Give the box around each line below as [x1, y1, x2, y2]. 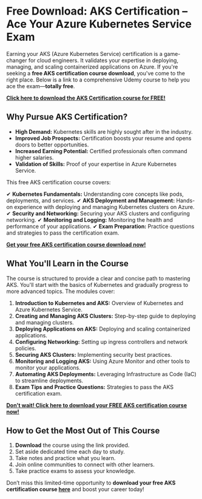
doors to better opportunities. [15, 141, 89, 148]
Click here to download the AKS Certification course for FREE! [6, 94, 166, 102]
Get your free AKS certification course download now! [6, 241, 146, 248]
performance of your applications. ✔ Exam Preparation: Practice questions [6, 222, 195, 230]
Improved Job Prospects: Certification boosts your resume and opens [15, 134, 192, 142]
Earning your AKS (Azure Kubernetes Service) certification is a [6, 50, 163, 57]
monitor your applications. [15, 363, 81, 371]
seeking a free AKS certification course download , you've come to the [6, 69, 185, 77]
